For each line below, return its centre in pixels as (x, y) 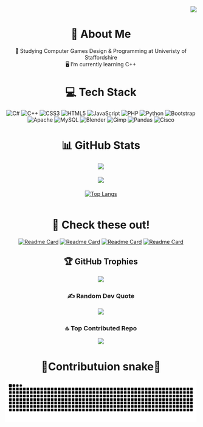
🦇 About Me (101, 34)
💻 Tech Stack (101, 92)
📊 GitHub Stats (101, 146)
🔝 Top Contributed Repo (101, 328)
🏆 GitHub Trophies (101, 262)
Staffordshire (101, 57)
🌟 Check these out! (101, 225)
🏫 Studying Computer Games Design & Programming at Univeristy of (101, 50)
